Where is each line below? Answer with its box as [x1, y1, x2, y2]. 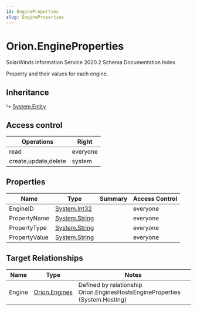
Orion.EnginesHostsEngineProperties [78, 288, 181, 296]
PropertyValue [9, 233, 49, 241]
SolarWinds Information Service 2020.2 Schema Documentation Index [6, 59, 176, 66]
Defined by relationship [78, 280, 142, 289]
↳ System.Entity [6, 103, 46, 110]
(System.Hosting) [78, 295, 127, 303]
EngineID [9, 204, 34, 213]
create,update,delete [9, 157, 66, 166]
